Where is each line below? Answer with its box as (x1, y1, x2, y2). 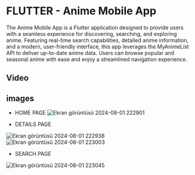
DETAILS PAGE (14, 121, 52, 128)
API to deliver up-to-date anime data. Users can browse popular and (6, 49, 175, 56)
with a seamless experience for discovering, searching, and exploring (6, 30, 177, 37)
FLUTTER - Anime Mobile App (6, 4, 157, 18)
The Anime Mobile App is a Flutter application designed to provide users (6, 24, 184, 31)
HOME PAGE (14, 109, 46, 116)
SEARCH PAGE (14, 151, 52, 158)
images (6, 93, 35, 103)
